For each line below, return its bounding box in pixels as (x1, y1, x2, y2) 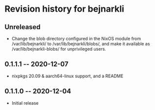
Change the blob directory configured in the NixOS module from (11, 36, 141, 41)
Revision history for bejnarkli (4, 3, 124, 15)
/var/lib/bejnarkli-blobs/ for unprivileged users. (11, 46, 106, 52)
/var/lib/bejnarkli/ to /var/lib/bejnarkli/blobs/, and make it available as (11, 41, 150, 47)
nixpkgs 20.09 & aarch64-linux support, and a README (11, 73, 124, 79)
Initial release (11, 100, 39, 106)
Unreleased (4, 23, 41, 31)
